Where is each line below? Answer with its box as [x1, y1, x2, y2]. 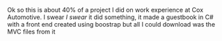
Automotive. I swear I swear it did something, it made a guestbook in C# [7, 13, 214, 21]
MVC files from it [7, 27, 56, 36]
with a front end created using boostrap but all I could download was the [7, 20, 216, 28]
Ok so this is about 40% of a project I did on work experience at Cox [7, 6, 204, 14]
